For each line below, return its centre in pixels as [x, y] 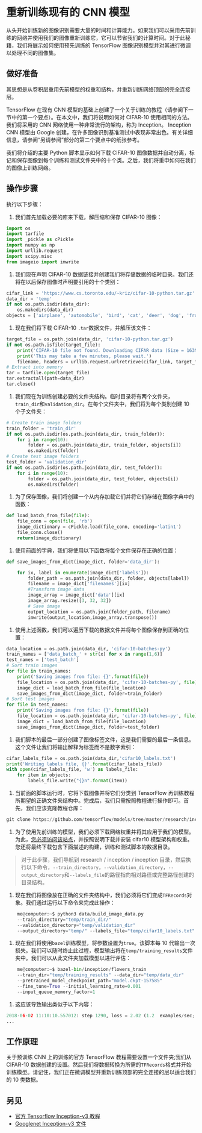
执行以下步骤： [25, 204]
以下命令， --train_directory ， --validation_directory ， [97, 867]
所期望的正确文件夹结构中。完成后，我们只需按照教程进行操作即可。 [99, 801]
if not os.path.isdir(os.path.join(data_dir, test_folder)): [84, 468]
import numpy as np [31, 245]
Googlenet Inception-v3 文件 [50, 1124]
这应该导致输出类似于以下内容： [54, 1004]
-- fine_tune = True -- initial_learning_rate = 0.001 [79, 987]
